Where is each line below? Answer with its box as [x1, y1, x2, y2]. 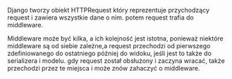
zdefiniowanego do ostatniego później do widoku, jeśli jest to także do [7, 49, 212, 57]
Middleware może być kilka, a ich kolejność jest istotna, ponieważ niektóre [7, 34, 224, 43]
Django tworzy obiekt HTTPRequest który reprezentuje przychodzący [7, 6, 210, 14]
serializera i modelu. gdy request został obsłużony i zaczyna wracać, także [7, 57, 226, 65]
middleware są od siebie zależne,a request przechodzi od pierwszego [7, 42, 211, 50]
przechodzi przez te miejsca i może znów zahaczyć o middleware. [7, 64, 200, 72]
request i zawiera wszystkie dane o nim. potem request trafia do [7, 13, 194, 22]
